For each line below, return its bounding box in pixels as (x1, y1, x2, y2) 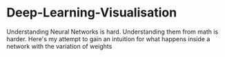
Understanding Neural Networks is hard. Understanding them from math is (6, 27, 219, 36)
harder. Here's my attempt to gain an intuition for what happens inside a (6, 34, 211, 43)
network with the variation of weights (6, 42, 112, 50)
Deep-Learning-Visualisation (6, 5, 177, 21)
